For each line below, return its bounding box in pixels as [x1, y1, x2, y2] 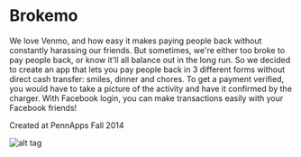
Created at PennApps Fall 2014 [9, 119, 124, 131]
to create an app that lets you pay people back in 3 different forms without [9, 64, 286, 75]
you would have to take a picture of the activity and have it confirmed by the [9, 83, 293, 94]
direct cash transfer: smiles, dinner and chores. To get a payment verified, [9, 73, 285, 84]
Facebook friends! [9, 102, 78, 113]
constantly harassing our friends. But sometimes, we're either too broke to [9, 44, 286, 55]
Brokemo [9, 5, 78, 26]
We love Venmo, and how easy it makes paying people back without [9, 35, 262, 46]
